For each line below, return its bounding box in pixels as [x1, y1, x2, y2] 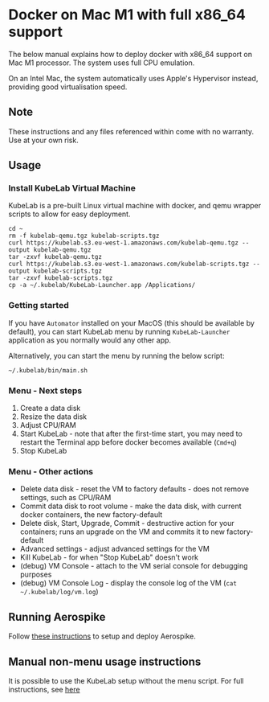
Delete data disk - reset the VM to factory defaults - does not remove [19, 484, 250, 494]
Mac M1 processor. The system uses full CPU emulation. [8, 58, 195, 68]
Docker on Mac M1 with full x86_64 [8, 6, 247, 24]
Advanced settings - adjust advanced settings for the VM [19, 544, 210, 554]
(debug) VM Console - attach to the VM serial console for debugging [19, 561, 248, 571]
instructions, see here [8, 684, 80, 694]
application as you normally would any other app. [8, 335, 171, 345]
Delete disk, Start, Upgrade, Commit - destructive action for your [19, 519, 234, 528]
